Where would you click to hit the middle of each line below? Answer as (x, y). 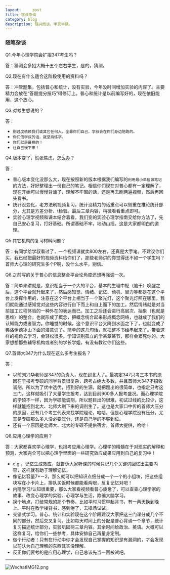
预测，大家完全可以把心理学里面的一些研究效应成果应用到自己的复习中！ (80, 453)
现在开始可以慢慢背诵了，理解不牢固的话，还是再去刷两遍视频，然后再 (86, 192)
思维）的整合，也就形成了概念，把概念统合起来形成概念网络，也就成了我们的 (85, 317)
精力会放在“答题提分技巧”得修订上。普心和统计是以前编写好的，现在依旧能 (83, 93)
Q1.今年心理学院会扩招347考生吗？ (41, 55)
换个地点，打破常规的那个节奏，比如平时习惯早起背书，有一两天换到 (83, 502)
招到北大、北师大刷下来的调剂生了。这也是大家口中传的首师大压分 (95, 406)
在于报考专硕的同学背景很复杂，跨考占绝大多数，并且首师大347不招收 (90, 381)
